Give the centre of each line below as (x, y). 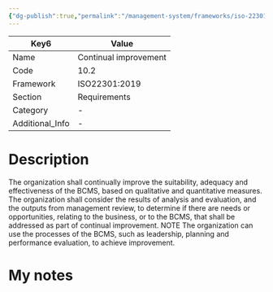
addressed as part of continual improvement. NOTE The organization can (131, 225)
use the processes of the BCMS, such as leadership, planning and (119, 233)
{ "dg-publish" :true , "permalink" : (65, 16)
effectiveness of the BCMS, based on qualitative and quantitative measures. (135, 190)
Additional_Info (41, 123)
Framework (34, 84)
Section (27, 97)
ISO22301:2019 (109, 84)
